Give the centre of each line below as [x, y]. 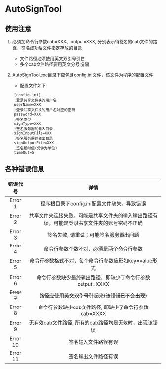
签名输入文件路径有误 [93, 342]
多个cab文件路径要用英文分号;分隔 [55, 64]
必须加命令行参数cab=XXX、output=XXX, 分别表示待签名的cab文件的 [83, 41]
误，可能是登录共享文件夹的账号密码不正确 [93, 223]
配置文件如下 [33, 86]
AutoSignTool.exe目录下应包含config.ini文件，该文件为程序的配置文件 [83, 75]
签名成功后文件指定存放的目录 [51, 48]
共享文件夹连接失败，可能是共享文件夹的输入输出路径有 [93, 215]
